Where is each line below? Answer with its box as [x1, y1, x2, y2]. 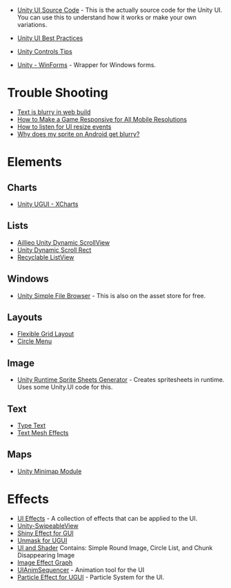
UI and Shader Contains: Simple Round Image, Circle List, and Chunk [17, 543, 213, 552]
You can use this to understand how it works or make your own [17, 13, 197, 21]
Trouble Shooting [7, 85, 109, 101]
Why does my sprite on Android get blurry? [17, 129, 140, 138]
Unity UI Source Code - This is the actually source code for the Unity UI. [17, 6, 223, 14]
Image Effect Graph [17, 558, 73, 567]
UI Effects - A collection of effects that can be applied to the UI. [17, 514, 198, 522]
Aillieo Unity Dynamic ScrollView [17, 238, 110, 246]
